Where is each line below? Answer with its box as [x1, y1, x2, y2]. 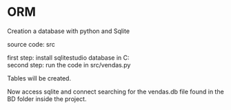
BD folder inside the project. [7, 94, 87, 103]
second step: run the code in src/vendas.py [7, 60, 131, 69]
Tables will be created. [7, 74, 71, 82]
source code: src [7, 40, 55, 48]
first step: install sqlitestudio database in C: [7, 53, 130, 62]
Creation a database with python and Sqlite [7, 27, 130, 35]
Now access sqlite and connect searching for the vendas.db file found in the [7, 87, 224, 96]
